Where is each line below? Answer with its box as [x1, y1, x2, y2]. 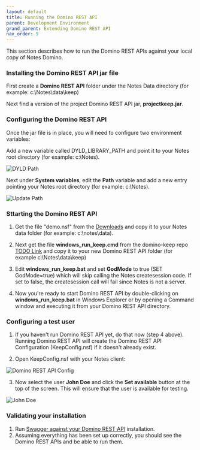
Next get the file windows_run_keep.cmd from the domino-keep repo [14, 241, 189, 249]
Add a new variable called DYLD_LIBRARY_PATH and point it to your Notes [6, 147, 190, 154]
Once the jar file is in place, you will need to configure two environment [6, 129, 182, 136]
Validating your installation [6, 412, 86, 420]
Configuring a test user [6, 317, 75, 325]
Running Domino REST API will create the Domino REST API [14, 337, 162, 345]
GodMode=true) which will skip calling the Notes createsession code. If [14, 272, 192, 279]
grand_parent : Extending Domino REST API [6, 25, 111, 32]
